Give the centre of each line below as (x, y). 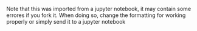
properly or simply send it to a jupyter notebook (66, 22)
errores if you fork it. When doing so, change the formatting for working (96, 15)
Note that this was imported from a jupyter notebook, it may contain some (99, 9)
